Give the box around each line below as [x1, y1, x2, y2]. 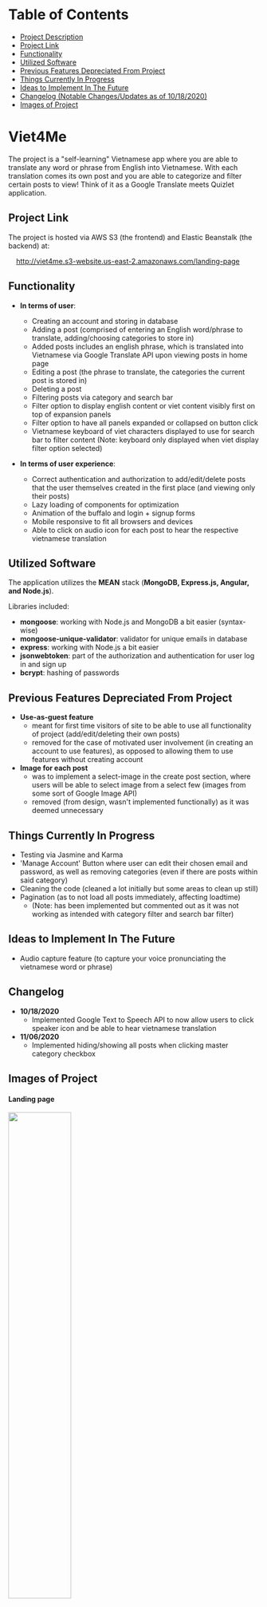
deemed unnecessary [31, 806, 104, 815]
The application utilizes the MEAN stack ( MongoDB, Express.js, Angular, [8, 578, 249, 587]
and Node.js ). [8, 586, 54, 596]
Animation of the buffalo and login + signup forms [31, 508, 195, 518]
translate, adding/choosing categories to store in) [31, 333, 194, 342]
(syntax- [218, 617, 246, 627]
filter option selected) [31, 443, 103, 452]
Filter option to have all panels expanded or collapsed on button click [31, 417, 259, 428]
